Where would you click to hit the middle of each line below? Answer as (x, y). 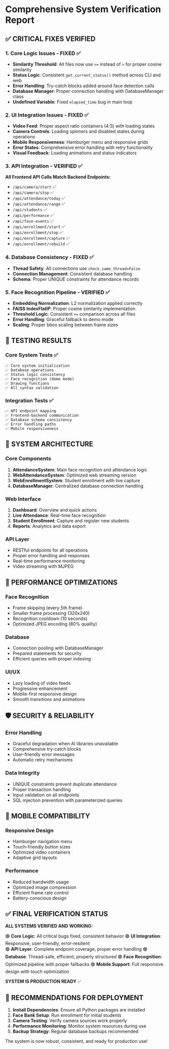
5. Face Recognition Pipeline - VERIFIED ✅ (58, 292)
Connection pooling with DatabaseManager (58, 648)
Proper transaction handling (41, 789)
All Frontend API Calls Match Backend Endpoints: (58, 177)
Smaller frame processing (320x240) (51, 613)
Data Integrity (23, 773)
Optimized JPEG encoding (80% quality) (55, 624)
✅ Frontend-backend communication (42, 416)
